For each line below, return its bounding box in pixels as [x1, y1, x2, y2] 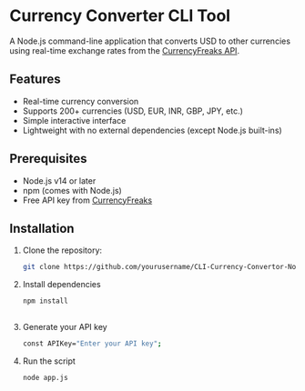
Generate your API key [22, 322, 107, 332]
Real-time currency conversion [22, 95, 139, 106]
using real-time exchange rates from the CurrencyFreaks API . [9, 45, 239, 55]
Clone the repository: [22, 245, 103, 256]
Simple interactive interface [22, 115, 127, 125]
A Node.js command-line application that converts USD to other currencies [9, 35, 291, 46]
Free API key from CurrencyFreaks [22, 195, 153, 206]
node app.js [22, 373, 68, 382]
